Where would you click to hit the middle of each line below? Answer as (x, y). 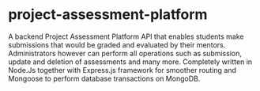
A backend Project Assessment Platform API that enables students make (126, 36)
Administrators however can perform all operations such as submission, (125, 53)
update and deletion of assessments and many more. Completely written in (130, 62)
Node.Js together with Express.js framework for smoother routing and (122, 70)
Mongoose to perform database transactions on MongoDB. (104, 78)
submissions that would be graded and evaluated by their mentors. (117, 44)
